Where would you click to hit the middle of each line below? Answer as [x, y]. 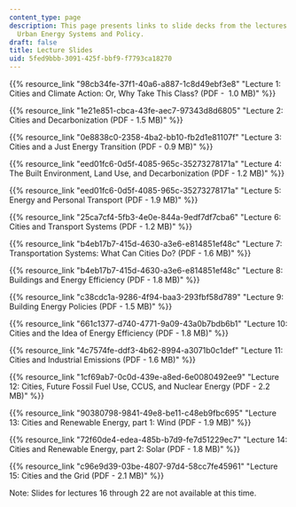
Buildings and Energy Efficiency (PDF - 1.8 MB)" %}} [105, 280]
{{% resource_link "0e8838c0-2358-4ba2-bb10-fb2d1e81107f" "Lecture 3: [145, 137]
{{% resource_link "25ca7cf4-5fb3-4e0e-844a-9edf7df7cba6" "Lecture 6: [145, 217]
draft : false [33, 42]
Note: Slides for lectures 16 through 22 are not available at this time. [133, 493]
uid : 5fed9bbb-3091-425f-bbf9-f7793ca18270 [91, 59]
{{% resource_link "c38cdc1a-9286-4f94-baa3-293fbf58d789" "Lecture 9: [146, 297]
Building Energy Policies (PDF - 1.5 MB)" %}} [91, 306]
